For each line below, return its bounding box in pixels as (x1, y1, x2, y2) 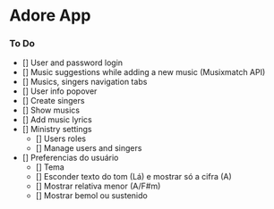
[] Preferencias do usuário (21, 153, 119, 163)
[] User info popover (21, 86, 98, 96)
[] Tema (35, 162, 64, 172)
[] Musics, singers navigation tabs (21, 77, 148, 88)
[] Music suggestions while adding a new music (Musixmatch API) (21, 67, 266, 78)
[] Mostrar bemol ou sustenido (35, 190, 148, 201)
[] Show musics (21, 104, 81, 116)
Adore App (9, 5, 91, 26)
